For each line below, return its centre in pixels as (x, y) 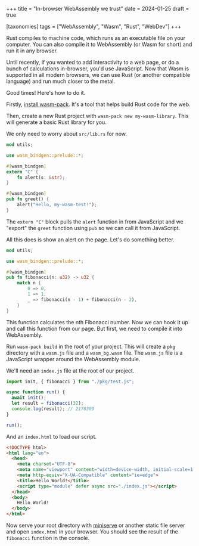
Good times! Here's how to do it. (46, 93)
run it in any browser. (32, 51)
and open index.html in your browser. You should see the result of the (92, 532)
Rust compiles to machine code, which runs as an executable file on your (96, 38)
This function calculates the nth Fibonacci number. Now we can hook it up (97, 322)
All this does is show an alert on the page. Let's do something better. (90, 239)
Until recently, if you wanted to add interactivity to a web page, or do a (93, 62)
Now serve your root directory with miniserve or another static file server (96, 525)
